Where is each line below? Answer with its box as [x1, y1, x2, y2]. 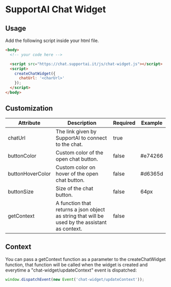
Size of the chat [55, 185, 93, 192]
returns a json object [55, 206, 105, 213]
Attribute [18, 119, 41, 126]
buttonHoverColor [8, 170, 51, 177]
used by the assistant [55, 218, 107, 226]
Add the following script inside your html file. [5, 37, 99, 43]
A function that [55, 200, 92, 207]
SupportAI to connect [55, 134, 107, 141]
